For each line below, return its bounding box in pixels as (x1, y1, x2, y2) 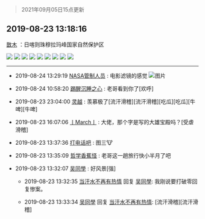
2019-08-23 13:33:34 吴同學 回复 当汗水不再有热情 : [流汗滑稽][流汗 (24, 198, 193, 206)
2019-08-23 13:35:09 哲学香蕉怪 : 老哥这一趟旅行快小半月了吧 (15, 151, 171, 159)
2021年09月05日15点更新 (21, 6, 85, 13)
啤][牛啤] (15, 105, 38, 113)
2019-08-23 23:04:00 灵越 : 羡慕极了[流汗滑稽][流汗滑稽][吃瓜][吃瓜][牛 (15, 97, 196, 105)
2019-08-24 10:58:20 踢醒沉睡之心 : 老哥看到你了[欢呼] (15, 85, 154, 92)
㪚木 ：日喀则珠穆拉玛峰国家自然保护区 (6, 41, 104, 48)
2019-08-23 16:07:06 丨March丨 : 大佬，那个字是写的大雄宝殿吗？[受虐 (15, 118, 194, 125)
